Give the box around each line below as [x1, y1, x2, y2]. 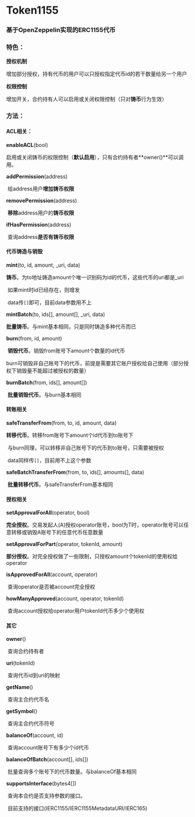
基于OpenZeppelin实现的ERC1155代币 [6, 26, 116, 34]
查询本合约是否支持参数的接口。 [7, 792, 86, 799]
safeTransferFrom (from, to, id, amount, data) [6, 419, 117, 426]
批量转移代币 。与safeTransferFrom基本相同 [7, 481, 114, 488]
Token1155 [6, 4, 59, 17]
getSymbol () [6, 708, 38, 715]
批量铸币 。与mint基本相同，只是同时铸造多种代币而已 [6, 323, 136, 330]
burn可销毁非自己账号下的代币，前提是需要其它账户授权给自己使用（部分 [6, 359, 184, 366]
